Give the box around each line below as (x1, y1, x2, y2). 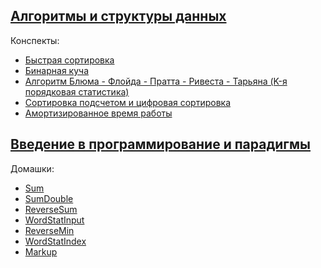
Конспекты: (10, 34, 60, 46)
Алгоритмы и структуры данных (10, 8, 227, 25)
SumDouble (24, 192, 74, 204)
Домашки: (10, 162, 55, 174)
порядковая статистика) (24, 85, 130, 98)
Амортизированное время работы (24, 107, 173, 119)
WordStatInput (24, 214, 85, 226)
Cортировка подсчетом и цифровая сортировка (24, 96, 232, 108)
